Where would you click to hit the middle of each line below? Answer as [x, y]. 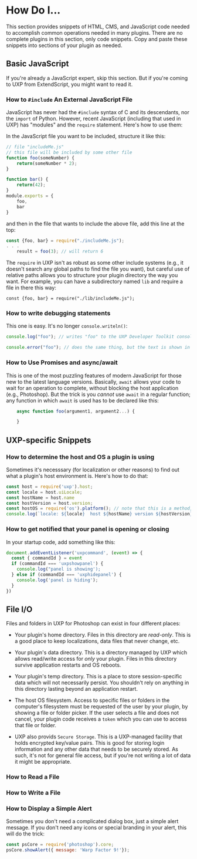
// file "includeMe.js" [35, 147]
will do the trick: [26, 834]
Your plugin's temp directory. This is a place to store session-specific [98, 677]
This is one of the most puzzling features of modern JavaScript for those [94, 375]
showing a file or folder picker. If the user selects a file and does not [97, 713]
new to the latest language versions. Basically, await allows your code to [94, 382]
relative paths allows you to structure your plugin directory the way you [92, 275]
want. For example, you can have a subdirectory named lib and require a [95, 282]
